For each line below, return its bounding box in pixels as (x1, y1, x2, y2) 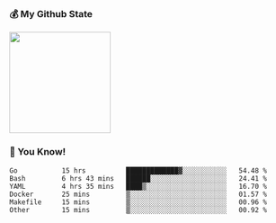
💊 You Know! (9, 146, 67, 158)
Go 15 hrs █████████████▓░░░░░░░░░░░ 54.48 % (9, 165, 268, 175)
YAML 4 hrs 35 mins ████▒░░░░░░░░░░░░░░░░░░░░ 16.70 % (9, 182, 268, 191)
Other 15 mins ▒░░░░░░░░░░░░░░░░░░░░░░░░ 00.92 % (9, 205, 268, 214)
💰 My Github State (9, 7, 93, 20)
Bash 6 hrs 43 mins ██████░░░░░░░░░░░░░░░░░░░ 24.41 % (9, 174, 268, 183)
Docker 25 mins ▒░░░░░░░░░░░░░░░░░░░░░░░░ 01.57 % (9, 190, 268, 199)
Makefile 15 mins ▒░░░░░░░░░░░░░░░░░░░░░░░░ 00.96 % (9, 197, 268, 207)
